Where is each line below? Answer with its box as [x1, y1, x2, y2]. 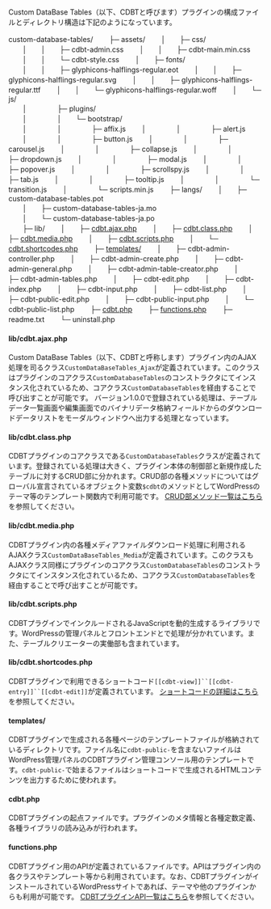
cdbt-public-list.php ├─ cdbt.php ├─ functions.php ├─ [8, 305, 233, 314]
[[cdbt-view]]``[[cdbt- [154, 678, 234, 687]
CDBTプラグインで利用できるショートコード [8, 677, 155, 687]
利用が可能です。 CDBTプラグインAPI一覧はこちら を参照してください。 [22, 891, 259, 901]
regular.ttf [8, 85, 41, 95]
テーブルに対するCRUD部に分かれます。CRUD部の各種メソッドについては [8, 471, 252, 481]
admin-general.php [8, 264, 73, 273]
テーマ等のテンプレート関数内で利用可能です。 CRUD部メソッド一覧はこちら [8, 492, 263, 501]
